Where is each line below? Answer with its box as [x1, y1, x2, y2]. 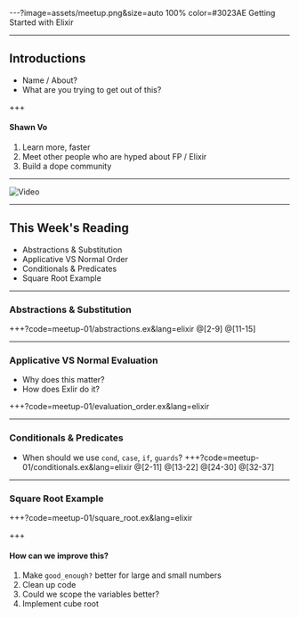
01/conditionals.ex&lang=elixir [21, 461, 133, 472]
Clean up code [21, 580, 77, 590]
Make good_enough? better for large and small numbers [21, 570, 222, 581]
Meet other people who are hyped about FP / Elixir [21, 152, 207, 162]
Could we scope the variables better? [21, 589, 160, 600]
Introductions [9, 51, 86, 66]
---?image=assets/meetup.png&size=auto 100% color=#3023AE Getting [9, 8, 276, 18]
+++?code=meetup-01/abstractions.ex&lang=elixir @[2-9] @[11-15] [9, 324, 256, 334]
